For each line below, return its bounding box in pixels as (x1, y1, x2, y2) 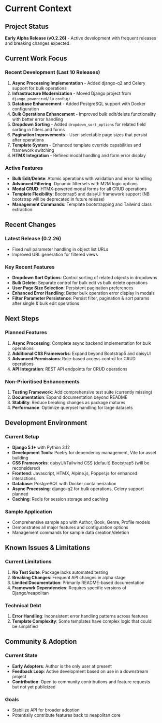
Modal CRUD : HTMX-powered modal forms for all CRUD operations (12, 186, 147, 192)
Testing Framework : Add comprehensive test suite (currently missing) (12, 389, 153, 395)
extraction (12, 206, 32, 212)
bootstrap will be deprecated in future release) (12, 196, 105, 202)
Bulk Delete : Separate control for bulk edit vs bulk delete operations (12, 280, 148, 285)
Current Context (5, 3, 72, 14)
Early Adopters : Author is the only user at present (12, 663, 112, 669)
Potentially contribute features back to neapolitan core (12, 712, 121, 718)
